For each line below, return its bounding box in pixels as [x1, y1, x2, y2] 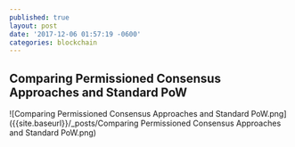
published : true [9, 12, 70, 22]
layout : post [9, 21, 58, 30]
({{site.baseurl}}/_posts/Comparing [9, 118, 139, 129]
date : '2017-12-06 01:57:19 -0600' [9, 29, 142, 38]
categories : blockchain [9, 37, 98, 47]
